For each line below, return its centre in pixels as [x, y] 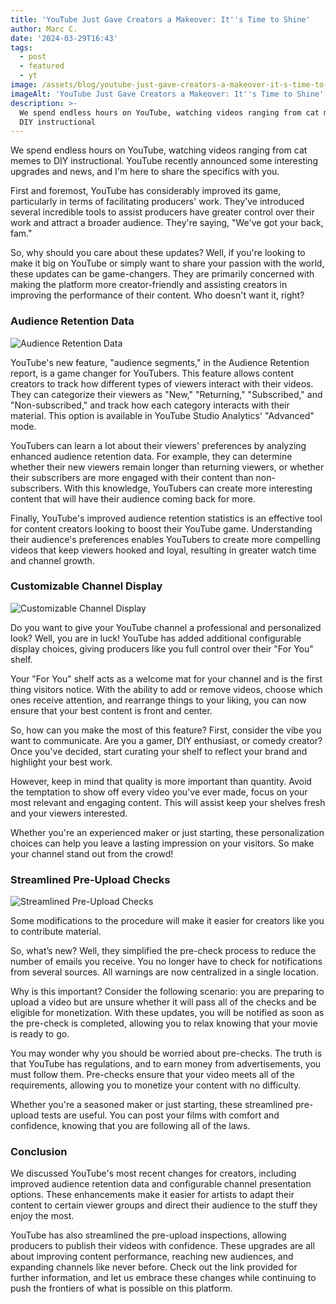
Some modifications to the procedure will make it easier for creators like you [167, 921]
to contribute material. [56, 932]
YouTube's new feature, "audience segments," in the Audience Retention [160, 362]
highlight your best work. [61, 762]
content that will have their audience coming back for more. [133, 498]
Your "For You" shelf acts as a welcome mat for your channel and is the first [166, 678]
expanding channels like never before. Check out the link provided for [154, 1267]
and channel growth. [52, 560]
